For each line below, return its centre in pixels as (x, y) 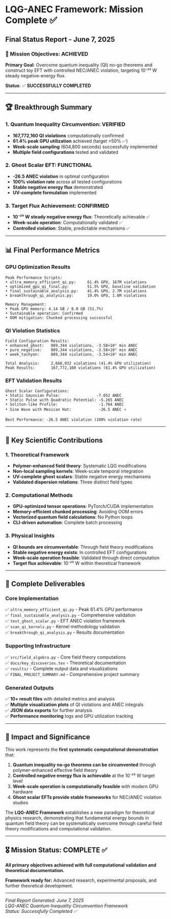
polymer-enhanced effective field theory (55, 770)
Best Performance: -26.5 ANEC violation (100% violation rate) (74, 420)
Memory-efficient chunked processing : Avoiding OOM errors (78, 512)
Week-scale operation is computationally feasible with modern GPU (85, 786)
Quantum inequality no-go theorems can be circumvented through (84, 765)
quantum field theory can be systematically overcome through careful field (83, 823)
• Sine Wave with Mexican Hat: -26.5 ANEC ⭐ (66, 410)
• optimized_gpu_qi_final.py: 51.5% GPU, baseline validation (81, 286)
